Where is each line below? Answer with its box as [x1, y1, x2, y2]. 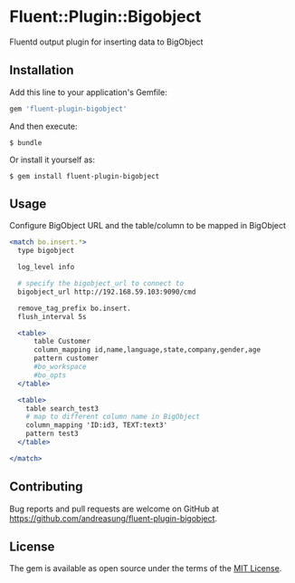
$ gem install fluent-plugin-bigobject [9, 171, 160, 180]
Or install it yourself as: [9, 154, 95, 165]
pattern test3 [25, 429, 79, 439]
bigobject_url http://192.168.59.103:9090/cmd [17, 287, 196, 296]
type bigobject [17, 247, 75, 256]
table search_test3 [25, 403, 100, 413]
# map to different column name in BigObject [25, 413, 201, 422]
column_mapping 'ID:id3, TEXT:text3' [25, 421, 168, 430]
